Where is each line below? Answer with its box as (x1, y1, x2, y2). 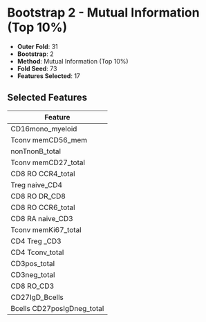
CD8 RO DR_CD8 (10, 191, 66, 201)
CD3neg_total (10, 269, 55, 279)
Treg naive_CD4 (10, 180, 63, 189)
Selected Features (7, 92, 88, 104)
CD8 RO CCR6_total (10, 202, 75, 212)
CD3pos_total (10, 258, 55, 268)
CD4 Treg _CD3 (10, 236, 62, 246)
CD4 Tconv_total (10, 247, 64, 257)
